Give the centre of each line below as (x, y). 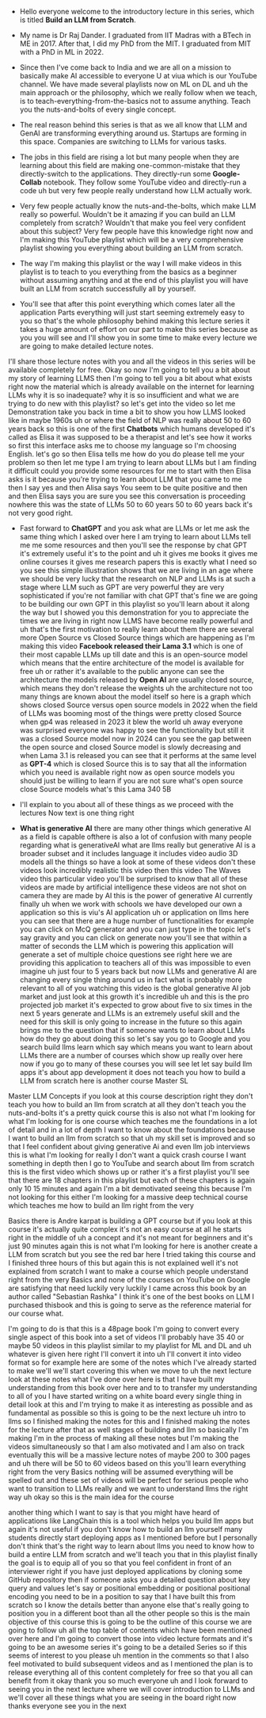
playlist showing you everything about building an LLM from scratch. (131, 248)
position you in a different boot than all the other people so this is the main (129, 1613)
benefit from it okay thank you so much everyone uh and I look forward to (128, 1681)
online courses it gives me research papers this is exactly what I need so (138, 562)
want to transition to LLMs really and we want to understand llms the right (128, 1489)
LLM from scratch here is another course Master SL (104, 1081)
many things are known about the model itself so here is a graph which (135, 697)
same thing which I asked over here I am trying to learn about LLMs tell (135, 537)
